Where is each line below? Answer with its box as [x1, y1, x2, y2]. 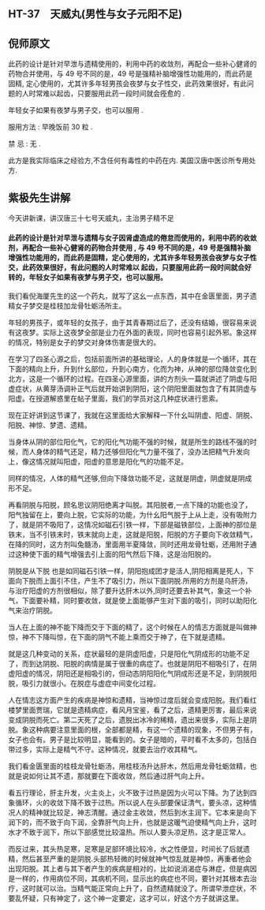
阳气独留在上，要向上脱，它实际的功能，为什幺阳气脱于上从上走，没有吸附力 [8, 510, 257, 520]
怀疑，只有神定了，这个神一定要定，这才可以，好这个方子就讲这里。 [21, 893, 243, 903]
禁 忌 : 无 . [8, 139, 41, 148]
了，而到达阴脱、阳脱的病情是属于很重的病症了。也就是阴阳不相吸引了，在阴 [8, 659, 257, 669]
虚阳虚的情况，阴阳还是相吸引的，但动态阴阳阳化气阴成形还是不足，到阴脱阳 [8, 669, 257, 678]
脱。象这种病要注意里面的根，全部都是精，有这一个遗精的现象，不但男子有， [8, 725, 257, 735]
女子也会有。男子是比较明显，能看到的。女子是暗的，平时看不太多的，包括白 [8, 735, 257, 744]
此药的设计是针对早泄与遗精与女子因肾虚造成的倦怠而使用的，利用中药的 [8, 233, 243, 242]
